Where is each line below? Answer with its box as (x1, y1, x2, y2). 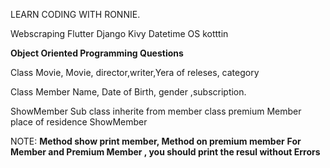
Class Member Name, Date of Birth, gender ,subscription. (10, 86, 247, 98)
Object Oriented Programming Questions (10, 47, 184, 59)
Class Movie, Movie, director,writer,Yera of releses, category (10, 67, 260, 78)
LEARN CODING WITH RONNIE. (10, 9, 141, 20)
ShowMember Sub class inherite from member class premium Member (10, 105, 302, 117)
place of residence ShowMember (10, 116, 148, 128)
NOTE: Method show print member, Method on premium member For (10, 135, 302, 147)
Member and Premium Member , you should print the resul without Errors (10, 146, 321, 158)
